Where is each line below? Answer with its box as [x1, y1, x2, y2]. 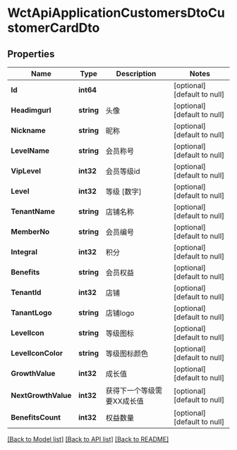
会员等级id [105, 167, 140, 176]
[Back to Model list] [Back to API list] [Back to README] [7, 435, 169, 443]
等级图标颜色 [105, 349, 149, 358]
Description [116, 69, 157, 78]
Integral [11, 247, 37, 256]
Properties [7, 48, 55, 60]
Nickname [11, 125, 46, 135]
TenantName [11, 206, 55, 216]
